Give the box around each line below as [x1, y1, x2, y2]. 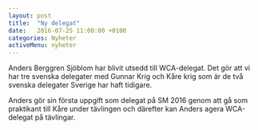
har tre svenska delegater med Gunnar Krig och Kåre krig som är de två [8, 72, 244, 81]
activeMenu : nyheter [8, 41, 77, 49]
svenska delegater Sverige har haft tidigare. [8, 81, 153, 90]
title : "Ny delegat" [8, 19, 81, 27]
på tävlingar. [34, 112, 76, 122]
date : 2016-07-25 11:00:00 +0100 [8, 26, 127, 34]
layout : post [8, 11, 52, 20]
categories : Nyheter [8, 33, 77, 42]
